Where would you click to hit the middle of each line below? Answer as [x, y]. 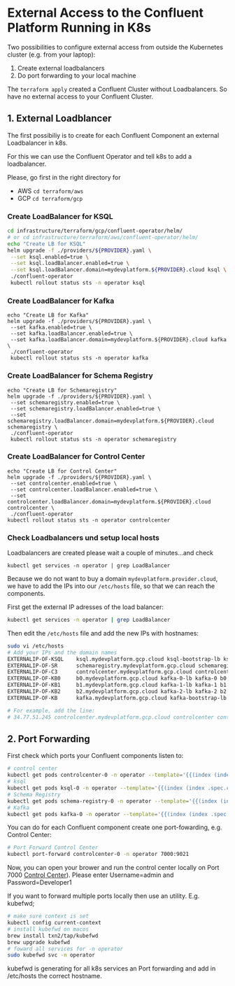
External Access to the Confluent [106, 13]
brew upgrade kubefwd [39, 942]
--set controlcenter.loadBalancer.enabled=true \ [84, 490]
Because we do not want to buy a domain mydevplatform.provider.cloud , [113, 579]
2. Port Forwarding [49, 739]
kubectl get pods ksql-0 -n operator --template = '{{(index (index [106, 788]
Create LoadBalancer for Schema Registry [80, 376]
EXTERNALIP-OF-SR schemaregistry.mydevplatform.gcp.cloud [101, 666]
